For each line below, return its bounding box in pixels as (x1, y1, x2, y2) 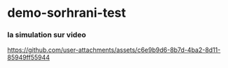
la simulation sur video (7, 30, 86, 40)
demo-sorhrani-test (7, 5, 126, 21)
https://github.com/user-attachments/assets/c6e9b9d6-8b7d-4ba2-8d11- (7, 46, 221, 54)
